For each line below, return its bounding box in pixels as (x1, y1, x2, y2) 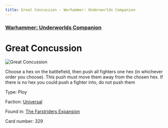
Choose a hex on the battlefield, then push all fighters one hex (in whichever (5, 69, 163, 75)
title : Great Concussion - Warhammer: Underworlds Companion (5, 7, 136, 13)
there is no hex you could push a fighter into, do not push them (5, 79, 135, 85)
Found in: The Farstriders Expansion (5, 108, 80, 114)
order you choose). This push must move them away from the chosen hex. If (5, 74, 163, 80)
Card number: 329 (5, 118, 44, 124)
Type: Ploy (5, 89, 28, 95)
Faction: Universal (5, 99, 43, 105)
